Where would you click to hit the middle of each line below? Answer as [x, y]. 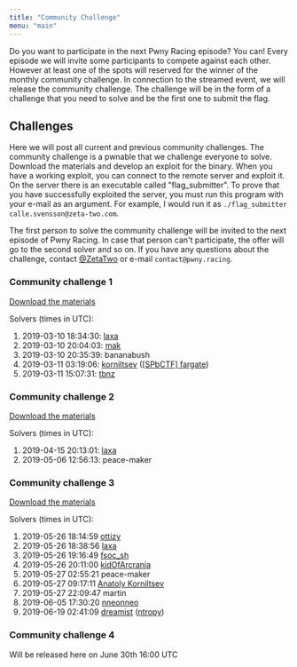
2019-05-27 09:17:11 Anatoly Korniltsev [93, 584]
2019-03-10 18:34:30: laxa [70, 336]
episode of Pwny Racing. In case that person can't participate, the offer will [147, 240]
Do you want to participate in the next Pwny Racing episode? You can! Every [148, 51]
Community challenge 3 [62, 482]
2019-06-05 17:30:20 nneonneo [80, 603]
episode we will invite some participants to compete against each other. [140, 60]
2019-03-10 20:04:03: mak [71, 345]
